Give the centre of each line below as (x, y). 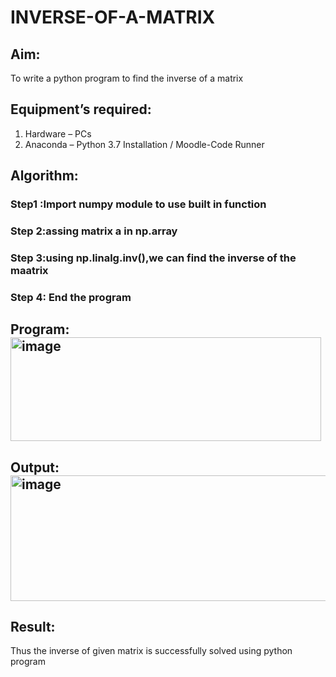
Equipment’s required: (81, 109)
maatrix (29, 270)
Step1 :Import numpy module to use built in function (138, 204)
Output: (35, 467)
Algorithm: (44, 176)
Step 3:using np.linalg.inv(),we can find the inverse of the (153, 258)
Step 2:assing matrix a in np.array (94, 231)
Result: (33, 627)
